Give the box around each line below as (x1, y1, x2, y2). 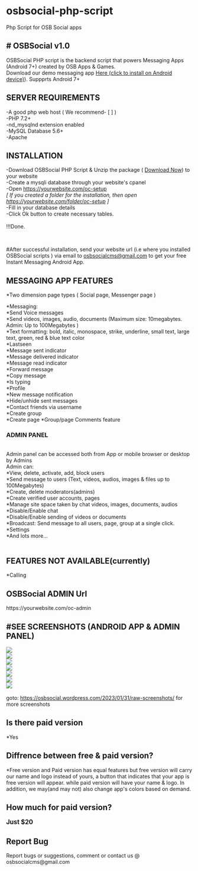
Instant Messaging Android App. (6, 259, 85, 266)
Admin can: (6, 463, 34, 470)
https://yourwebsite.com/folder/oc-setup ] (6, 198, 109, 205)
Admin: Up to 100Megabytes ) (6, 322, 79, 329)
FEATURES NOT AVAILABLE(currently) (6, 555, 151, 566)
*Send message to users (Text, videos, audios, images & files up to (6, 475, 170, 483)
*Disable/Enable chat (6, 507, 59, 515)
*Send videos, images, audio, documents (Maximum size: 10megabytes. (6, 316, 183, 323)
